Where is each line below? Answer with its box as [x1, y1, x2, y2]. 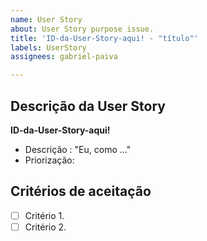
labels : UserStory [10, 42, 87, 53]
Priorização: [24, 154, 75, 166]
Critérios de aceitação [10, 183, 152, 200]
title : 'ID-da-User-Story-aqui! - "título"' [10, 33, 199, 43]
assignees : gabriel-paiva [10, 52, 118, 62]
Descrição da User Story [10, 97, 166, 115]
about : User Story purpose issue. [10, 24, 155, 34]
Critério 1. [24, 209, 65, 221]
